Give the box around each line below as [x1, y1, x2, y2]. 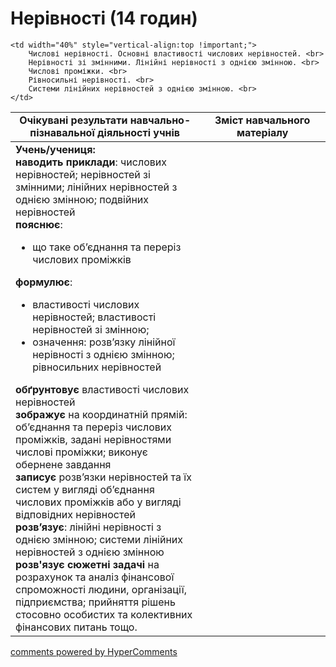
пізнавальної [29, 125, 95, 139]
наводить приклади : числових [15, 155, 167, 169]
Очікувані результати [19, 113, 128, 127]
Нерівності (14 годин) [10, 7, 198, 30]
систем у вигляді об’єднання [15, 482, 155, 496]
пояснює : [15, 217, 63, 231]
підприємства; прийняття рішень [15, 595, 176, 609]
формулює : [15, 275, 73, 289]
